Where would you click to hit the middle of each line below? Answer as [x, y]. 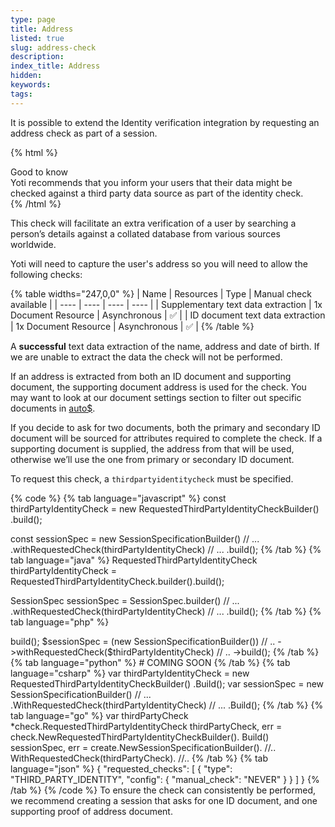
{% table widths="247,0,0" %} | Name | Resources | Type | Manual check [161, 293]
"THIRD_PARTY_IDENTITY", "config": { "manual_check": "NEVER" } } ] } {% [165, 779]
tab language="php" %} [60, 622]
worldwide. [33, 244]
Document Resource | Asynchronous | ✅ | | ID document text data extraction [168, 315]
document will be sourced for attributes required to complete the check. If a [166, 438]
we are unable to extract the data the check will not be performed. [146, 357]
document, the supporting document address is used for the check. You [158, 387]
